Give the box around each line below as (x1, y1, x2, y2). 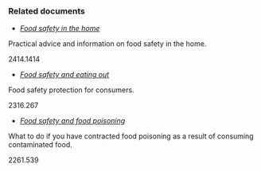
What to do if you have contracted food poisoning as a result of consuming (8, 131, 254, 141)
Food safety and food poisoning (19, 116, 126, 126)
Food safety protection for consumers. (8, 85, 134, 95)
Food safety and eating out (19, 70, 110, 80)
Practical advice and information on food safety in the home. (8, 39, 207, 49)
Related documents (8, 6, 86, 17)
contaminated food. (8, 140, 73, 150)
